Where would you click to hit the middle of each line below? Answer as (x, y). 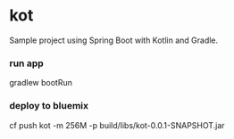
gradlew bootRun (41, 83)
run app (27, 63)
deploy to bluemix (49, 106)
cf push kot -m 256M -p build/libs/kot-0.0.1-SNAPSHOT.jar (117, 125)
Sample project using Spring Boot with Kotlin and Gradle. (114, 40)
